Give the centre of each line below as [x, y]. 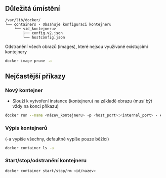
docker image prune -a [28, 61]
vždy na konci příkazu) [36, 106]
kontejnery [16, 51]
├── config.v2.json [43, 33]
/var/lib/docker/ [23, 20]
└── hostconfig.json [44, 37]
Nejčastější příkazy [35, 76]
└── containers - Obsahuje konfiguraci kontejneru [58, 24]
